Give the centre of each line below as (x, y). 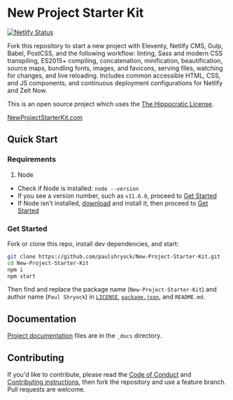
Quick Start (33, 140)
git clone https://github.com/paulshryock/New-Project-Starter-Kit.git (114, 257)
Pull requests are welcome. (46, 390)
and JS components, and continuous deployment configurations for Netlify (115, 83)
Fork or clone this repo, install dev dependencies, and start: (93, 243)
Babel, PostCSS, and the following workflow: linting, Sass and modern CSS (115, 53)
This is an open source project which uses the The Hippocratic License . (111, 103)
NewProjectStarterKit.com (45, 117)
